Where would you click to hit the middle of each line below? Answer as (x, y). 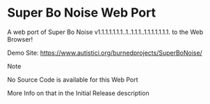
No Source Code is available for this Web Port (73, 79)
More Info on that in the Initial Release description (78, 93)
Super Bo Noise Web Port (82, 13)
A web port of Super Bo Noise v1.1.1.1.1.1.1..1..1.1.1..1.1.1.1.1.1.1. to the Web (105, 32)
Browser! (20, 39)
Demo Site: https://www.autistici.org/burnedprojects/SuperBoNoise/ (105, 53)
